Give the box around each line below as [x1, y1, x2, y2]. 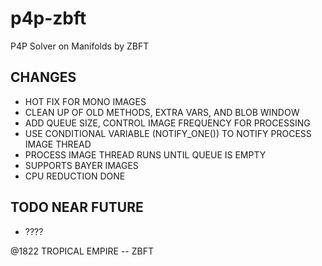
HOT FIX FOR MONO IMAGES [24, 95, 147, 107]
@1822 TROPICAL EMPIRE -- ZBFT [10, 245, 155, 257]
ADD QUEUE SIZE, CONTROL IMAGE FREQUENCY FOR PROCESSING [24, 117, 311, 129]
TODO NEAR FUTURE [10, 199, 144, 216]
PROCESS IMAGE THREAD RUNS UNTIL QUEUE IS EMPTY [24, 148, 267, 161]
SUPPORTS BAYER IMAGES [24, 159, 139, 171]
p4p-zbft [10, 7, 87, 30]
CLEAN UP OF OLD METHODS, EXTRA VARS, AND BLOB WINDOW [24, 106, 300, 118]
